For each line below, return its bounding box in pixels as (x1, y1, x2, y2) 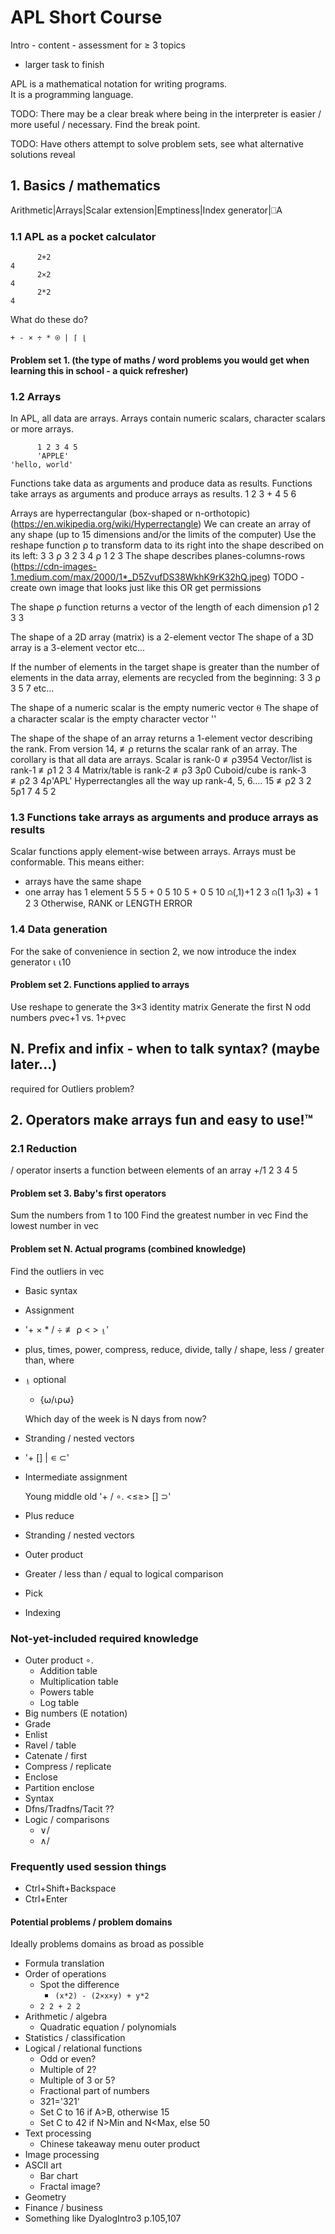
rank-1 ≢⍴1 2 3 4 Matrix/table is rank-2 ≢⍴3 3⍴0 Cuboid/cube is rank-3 (10, 764, 307, 776)
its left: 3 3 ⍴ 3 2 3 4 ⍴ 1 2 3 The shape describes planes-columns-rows (10, 549, 306, 561)
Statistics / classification (24, 2032, 126, 2044)
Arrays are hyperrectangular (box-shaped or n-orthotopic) (10, 507, 251, 519)
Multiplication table (39, 1675, 119, 1687)
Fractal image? (39, 2181, 101, 2193)
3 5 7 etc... (10, 682, 55, 694)
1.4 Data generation (10, 922, 108, 936)
